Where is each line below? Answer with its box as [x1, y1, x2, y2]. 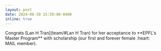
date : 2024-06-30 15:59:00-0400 [5, 12, 72, 17]
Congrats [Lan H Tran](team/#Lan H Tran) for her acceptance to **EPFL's [5, 30, 157, 36]
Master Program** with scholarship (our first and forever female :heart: [5, 35, 150, 41]
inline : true [5, 16, 32, 21]
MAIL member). [5, 41, 37, 47]
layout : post [5, 7, 32, 12]
